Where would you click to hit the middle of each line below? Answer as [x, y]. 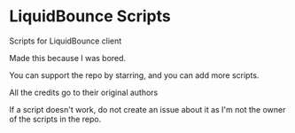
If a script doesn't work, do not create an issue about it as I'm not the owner [147, 109]
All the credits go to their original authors [84, 92]
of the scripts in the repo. [55, 119]
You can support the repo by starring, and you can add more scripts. [134, 75]
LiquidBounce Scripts [90, 16]
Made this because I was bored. [68, 58]
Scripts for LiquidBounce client [66, 41]
